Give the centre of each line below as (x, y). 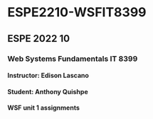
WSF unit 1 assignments (44, 108)
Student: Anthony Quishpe (48, 91)
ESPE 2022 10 (38, 39)
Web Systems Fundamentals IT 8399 (73, 59)
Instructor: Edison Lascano (48, 76)
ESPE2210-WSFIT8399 (77, 12)
